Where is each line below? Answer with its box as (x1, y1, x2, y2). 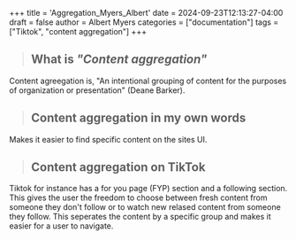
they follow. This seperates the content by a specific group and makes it (9, 212, 271, 222)
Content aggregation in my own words (30, 111, 247, 126)
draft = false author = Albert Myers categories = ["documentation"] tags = (9, 17, 279, 27)
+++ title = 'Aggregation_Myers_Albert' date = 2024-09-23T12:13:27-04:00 (9, 8, 284, 18)
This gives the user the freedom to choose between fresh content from (9, 192, 268, 203)
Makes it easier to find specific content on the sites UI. (9, 134, 208, 144)
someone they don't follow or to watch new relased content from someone (9, 202, 281, 213)
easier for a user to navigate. (9, 221, 114, 231)
